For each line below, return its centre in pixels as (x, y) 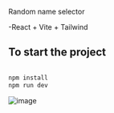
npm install (28, 78)
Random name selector (47, 12)
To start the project (57, 52)
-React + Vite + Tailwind (48, 27)
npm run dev (28, 85)
